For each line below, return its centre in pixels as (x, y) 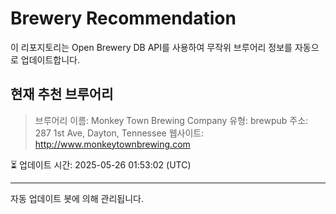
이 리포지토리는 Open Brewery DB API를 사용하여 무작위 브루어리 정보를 (151, 47)
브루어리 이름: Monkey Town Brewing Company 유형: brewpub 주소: (171, 120)
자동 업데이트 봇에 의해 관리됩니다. (77, 198)
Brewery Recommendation (123, 18)
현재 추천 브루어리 (62, 94)
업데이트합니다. (50, 59)
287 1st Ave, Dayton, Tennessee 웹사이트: (119, 133)
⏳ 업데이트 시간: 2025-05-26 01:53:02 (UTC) (101, 164)
